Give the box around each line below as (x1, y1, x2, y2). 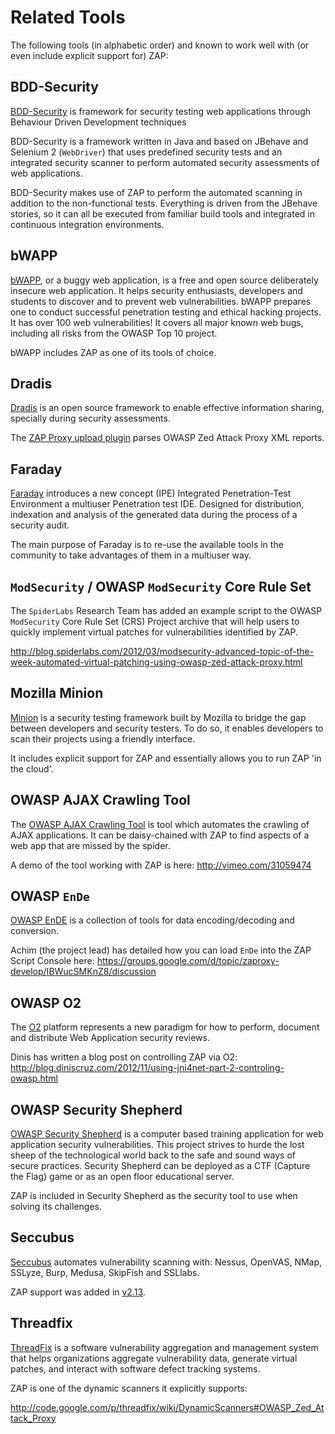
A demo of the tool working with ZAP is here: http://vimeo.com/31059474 (10, 859, 312, 871)
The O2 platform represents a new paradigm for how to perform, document (10, 1021, 320, 1033)
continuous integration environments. (10, 218, 165, 230)
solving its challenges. (10, 1201, 102, 1213)
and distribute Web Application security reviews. (10, 1032, 210, 1044)
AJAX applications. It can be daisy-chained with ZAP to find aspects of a (10, 829, 310, 841)
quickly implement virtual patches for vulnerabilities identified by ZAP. (10, 626, 299, 638)
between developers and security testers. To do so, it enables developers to (10, 722, 324, 734)
